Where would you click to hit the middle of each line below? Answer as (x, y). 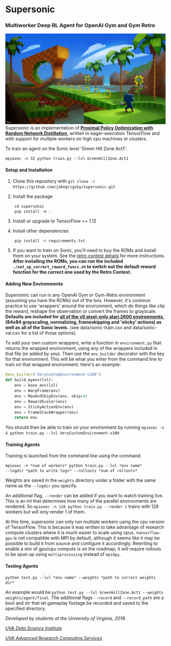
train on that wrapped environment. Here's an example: (63, 365)
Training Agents (23, 444)
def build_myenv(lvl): (29, 380)
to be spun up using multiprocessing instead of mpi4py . (63, 554)
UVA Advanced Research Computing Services (54, 638)
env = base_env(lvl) (36, 386)
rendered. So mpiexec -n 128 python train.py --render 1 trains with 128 (82, 507)
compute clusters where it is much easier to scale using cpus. (70, 533)
